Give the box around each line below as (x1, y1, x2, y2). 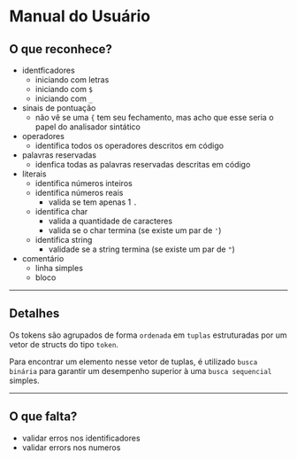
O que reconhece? (9, 42, 113, 57)
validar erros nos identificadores (21, 433, 141, 443)
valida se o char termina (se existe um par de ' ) (48, 225, 222, 236)
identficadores (21, 65, 75, 75)
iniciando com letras (34, 74, 110, 85)
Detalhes (9, 306, 60, 321)
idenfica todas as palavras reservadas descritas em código (34, 160, 251, 169)
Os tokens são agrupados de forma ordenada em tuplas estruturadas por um (9, 330, 287, 340)
